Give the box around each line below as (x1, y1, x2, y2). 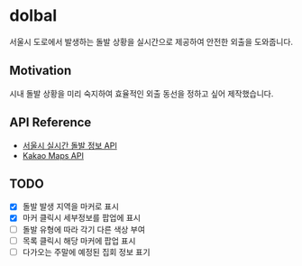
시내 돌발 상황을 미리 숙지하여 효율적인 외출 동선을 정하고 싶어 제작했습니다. (9, 87, 274, 99)
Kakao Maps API (22, 150, 84, 161)
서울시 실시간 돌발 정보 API (22, 140, 117, 151)
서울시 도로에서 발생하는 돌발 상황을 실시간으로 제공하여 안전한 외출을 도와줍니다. (9, 36, 294, 47)
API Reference (9, 115, 92, 131)
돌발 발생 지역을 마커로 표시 (22, 201, 120, 212)
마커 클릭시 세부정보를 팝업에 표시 (22, 213, 142, 224)
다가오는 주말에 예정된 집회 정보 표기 (22, 246, 151, 257)
